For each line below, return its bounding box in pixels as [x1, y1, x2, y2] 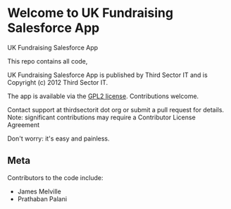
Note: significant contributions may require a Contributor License [7, 113, 196, 121]
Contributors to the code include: [7, 173, 104, 181]
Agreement [7, 120, 40, 129]
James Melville [17, 187, 61, 196]
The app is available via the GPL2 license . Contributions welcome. [7, 92, 199, 100]
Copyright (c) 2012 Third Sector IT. [7, 78, 108, 86]
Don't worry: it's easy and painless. [7, 134, 110, 143]
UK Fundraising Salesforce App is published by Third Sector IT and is [7, 71, 208, 79]
